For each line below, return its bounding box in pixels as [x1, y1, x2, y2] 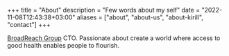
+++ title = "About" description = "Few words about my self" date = [7, 6, 200, 14]
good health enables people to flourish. [7, 41, 120, 49]
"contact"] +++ [7, 21, 51, 28]
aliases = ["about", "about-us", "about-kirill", [76, 13, 203, 21]
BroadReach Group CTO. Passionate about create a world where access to [7, 34, 221, 42]
